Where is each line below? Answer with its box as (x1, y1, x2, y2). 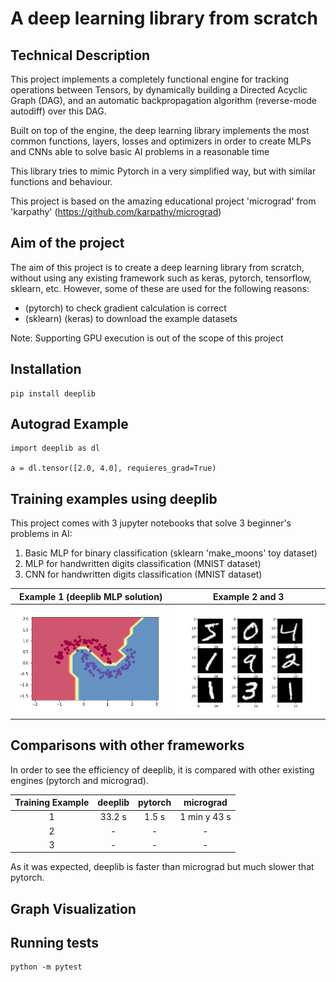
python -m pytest (10, 962, 83, 972)
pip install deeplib (10, 388, 97, 399)
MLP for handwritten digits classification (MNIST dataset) (24, 558, 262, 570)
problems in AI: (10, 528, 73, 540)
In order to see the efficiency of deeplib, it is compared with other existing (10, 763, 315, 776)
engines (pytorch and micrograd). (10, 774, 149, 786)
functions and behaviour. (10, 176, 113, 187)
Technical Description (10, 47, 151, 64)
